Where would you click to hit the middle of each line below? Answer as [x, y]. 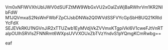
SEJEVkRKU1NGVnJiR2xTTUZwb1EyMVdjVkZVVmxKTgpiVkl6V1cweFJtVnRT [84, 28]
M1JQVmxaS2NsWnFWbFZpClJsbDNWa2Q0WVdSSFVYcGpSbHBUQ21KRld [83, 18]
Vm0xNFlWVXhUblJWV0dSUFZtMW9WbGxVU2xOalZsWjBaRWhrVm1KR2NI [84, 7]
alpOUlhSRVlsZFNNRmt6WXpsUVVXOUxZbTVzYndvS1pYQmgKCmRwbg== [83, 33]
